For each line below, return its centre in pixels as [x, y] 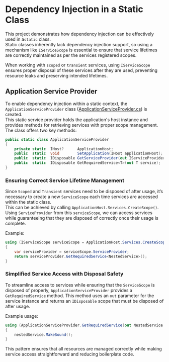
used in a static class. [28, 39]
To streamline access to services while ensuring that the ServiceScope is [80, 285]
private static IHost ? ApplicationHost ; [64, 149]
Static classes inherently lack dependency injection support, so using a [79, 44]
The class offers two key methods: [41, 130]
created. [14, 114]
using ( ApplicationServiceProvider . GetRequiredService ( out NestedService [84, 325]
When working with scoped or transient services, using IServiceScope [78, 65]
